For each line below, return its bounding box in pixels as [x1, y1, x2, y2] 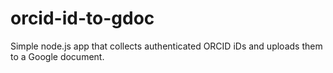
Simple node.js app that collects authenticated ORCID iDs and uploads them [10, 40, 323, 52]
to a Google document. [10, 50, 105, 62]
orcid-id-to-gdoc [10, 7, 155, 30]
